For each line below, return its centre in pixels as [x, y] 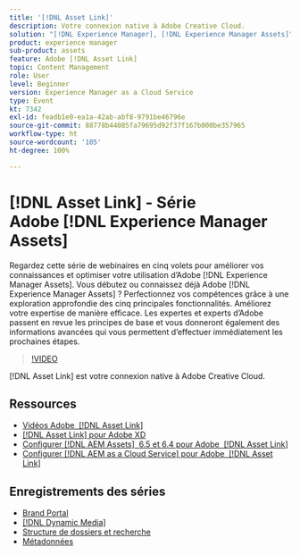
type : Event [31, 101]
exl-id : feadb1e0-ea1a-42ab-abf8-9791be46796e [97, 117]
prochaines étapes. [45, 341]
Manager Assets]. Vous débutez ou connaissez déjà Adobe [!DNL [129, 284]
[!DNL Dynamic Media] [64, 523]
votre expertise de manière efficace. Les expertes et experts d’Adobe [137, 313]
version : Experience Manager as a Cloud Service [101, 92]
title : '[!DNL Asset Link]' [62, 17]
